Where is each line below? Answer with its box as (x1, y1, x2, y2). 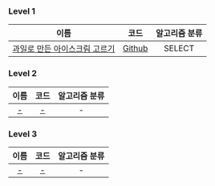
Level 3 (8, 128, 38, 139)
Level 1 (8, 6, 36, 17)
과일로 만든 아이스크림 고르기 (12, 43, 116, 55)
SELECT (164, 42, 195, 54)
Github (123, 42, 148, 54)
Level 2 (8, 68, 38, 79)
